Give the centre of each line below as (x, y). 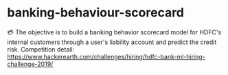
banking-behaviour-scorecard (95, 13)
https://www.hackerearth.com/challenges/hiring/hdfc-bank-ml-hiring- (106, 56)
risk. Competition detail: (41, 49)
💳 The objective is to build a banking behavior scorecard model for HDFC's (114, 32)
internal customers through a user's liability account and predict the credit (112, 42)
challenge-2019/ (30, 64)
